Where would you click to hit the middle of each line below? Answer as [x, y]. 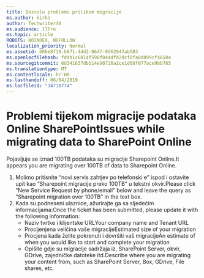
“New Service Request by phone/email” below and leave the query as [103, 190]
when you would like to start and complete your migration [97, 242]
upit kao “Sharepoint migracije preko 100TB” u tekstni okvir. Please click [105, 183]
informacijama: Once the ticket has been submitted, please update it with [107, 210]
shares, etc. [39, 268]
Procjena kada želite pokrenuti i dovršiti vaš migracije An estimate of [110, 235]
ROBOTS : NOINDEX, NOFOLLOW [41, 40]
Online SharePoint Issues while [86, 129]
